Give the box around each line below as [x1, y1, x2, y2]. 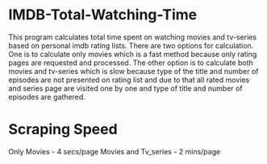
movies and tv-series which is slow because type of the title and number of [8, 66, 259, 76]
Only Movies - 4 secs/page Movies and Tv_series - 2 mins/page [8, 146, 221, 156]
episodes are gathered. [8, 92, 86, 101]
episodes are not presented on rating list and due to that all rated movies [8, 75, 250, 84]
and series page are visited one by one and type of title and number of [8, 83, 244, 93]
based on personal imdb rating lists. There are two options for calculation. [8, 40, 254, 50]
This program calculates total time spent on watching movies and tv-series [8, 32, 257, 42]
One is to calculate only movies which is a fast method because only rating [8, 49, 257, 59]
